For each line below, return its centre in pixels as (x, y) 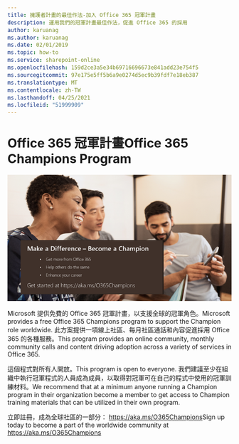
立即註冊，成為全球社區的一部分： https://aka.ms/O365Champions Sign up (116, 417)
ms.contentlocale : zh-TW (44, 90)
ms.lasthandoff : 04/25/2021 (49, 97)
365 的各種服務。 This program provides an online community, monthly (111, 339)
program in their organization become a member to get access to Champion (118, 394)
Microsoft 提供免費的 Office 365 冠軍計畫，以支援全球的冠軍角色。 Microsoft (119, 313)
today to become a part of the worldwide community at (88, 425)
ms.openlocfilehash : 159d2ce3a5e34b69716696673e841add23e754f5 (103, 68)
